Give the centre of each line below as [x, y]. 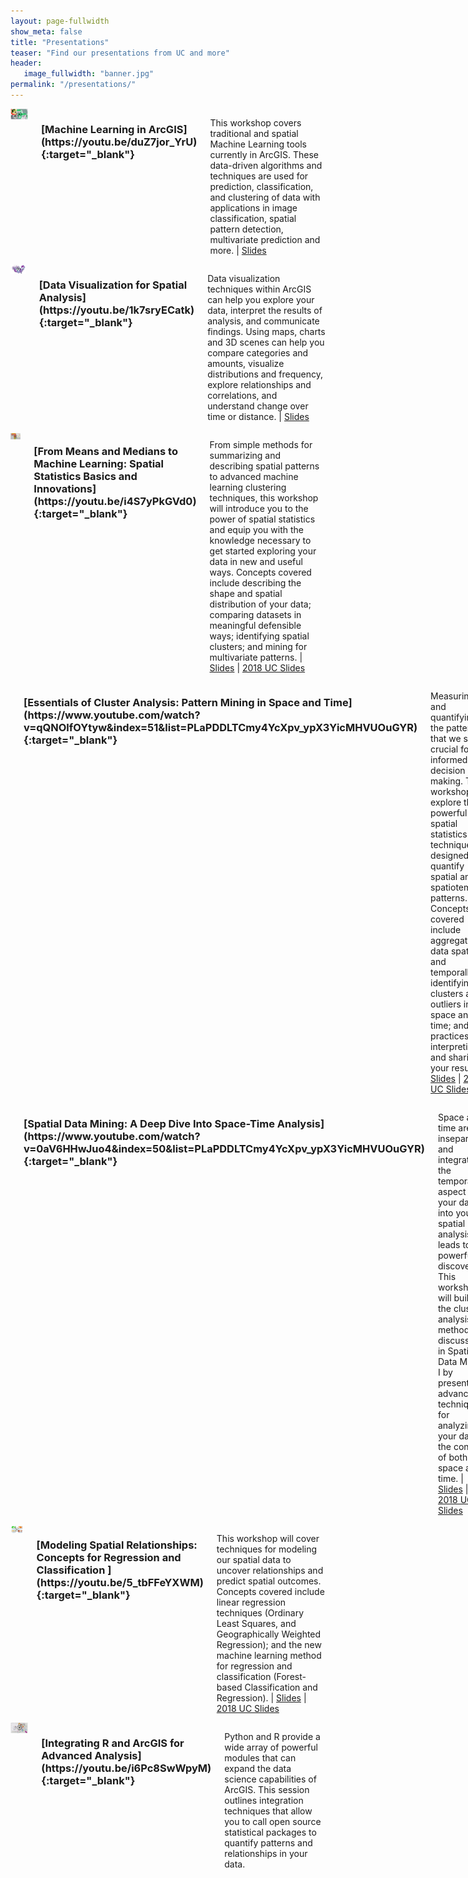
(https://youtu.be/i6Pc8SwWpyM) [126, 1768]
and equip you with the [256, 529]
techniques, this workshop [264, 497]
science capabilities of [270, 1779]
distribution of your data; [260, 604]
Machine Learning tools [258, 144]
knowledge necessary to [260, 540]
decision [448, 770]
